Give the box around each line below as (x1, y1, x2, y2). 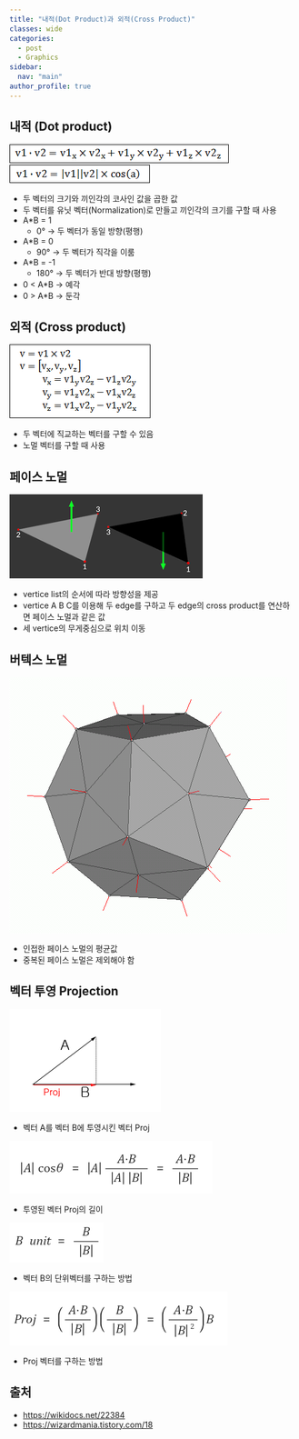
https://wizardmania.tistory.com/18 (22, 1419, 154, 1430)
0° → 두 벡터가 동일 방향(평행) (35, 225, 144, 236)
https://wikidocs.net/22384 (22, 1409, 125, 1420)
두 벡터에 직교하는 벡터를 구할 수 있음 (22, 428, 154, 440)
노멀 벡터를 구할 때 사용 (22, 440, 106, 451)
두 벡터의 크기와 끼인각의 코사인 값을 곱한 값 (22, 193, 179, 204)
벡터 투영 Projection (9, 984, 119, 999)
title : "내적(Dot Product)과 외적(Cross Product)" (9, 15, 195, 24)
